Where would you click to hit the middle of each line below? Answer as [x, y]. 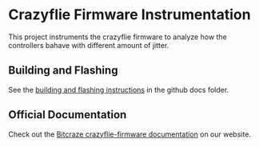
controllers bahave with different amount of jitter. [89, 45]
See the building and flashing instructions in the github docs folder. [119, 89]
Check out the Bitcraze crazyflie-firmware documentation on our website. [130, 134]
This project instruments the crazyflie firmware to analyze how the [118, 37]
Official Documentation [68, 115]
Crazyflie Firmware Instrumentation [129, 15]
